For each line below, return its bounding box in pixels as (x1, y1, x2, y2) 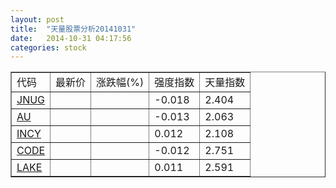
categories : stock (10, 42, 87, 53)
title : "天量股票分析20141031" (10, 24, 137, 34)
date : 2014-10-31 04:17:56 (10, 33, 132, 43)
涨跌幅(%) (96, 76, 145, 90)
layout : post (10, 14, 65, 25)
